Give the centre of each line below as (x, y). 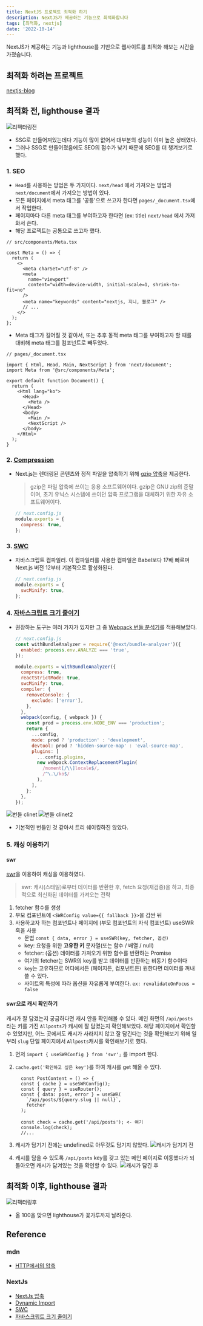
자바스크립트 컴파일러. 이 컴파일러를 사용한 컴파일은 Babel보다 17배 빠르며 (102, 560)
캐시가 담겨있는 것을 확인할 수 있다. (78, 1165)
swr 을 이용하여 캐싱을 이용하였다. (46, 874)
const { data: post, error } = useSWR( (71, 1094)
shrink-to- (166, 285)
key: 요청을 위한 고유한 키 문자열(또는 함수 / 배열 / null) (89, 945)
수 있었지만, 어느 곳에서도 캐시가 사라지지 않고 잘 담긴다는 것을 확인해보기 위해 (98, 1033)
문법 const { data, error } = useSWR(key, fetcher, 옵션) (96, 938)
